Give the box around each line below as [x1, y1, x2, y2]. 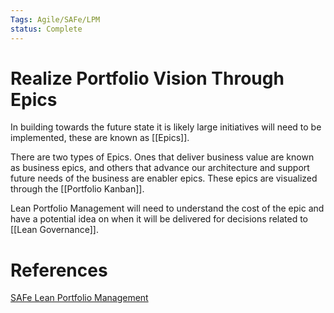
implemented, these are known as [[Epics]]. [10, 132, 190, 144]
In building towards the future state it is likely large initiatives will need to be [10, 121, 322, 133]
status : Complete [10, 24, 83, 34]
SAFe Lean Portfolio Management [10, 292, 149, 304]
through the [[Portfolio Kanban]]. [10, 183, 145, 195]
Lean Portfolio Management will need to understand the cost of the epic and [10, 202, 325, 215]
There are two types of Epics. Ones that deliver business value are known [10, 151, 315, 163]
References [10, 259, 108, 281]
